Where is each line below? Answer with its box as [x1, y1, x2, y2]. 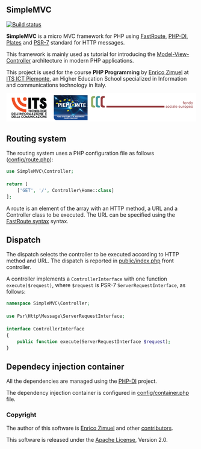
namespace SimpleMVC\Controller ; [6, 300, 90, 306]
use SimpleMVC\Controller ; [6, 169, 74, 175]
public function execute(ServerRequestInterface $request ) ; [17, 338, 171, 345]
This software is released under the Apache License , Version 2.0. [6, 436, 169, 443]
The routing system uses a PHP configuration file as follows [6, 150, 155, 157]
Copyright [6, 410, 37, 419]
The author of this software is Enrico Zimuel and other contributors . [6, 424, 173, 432]
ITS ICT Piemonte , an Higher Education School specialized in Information [6, 75, 187, 82]
